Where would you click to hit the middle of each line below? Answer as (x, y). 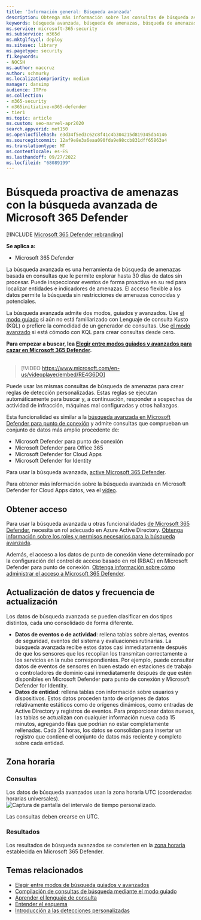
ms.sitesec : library (32, 46)
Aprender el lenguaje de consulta (56, 897)
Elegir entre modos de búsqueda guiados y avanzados (82, 885)
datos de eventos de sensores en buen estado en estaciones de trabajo (103, 666)
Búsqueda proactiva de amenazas (92, 192)
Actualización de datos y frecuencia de (80, 593)
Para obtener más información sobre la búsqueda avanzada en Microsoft (96, 484)
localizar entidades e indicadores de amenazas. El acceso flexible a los (94, 288)
